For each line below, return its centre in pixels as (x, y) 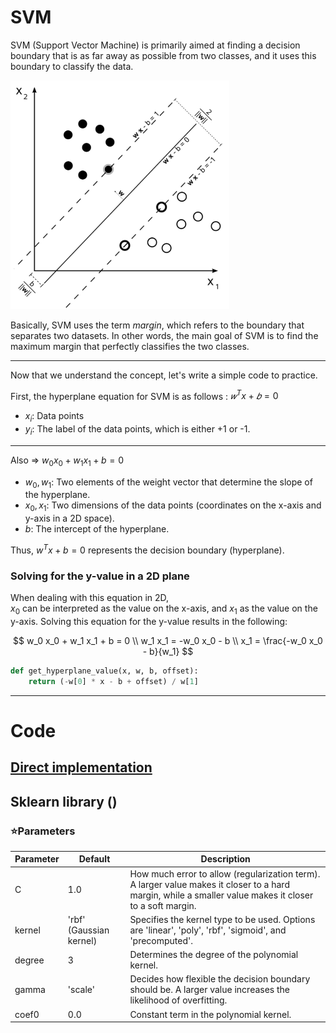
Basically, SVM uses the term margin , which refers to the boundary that (157, 325)
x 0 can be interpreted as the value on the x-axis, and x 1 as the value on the (164, 609)
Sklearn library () (64, 801)
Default (94, 859)
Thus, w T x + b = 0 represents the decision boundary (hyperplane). (147, 549)
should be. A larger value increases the (210, 990)
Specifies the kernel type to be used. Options (222, 919)
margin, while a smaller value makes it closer (221, 895)
